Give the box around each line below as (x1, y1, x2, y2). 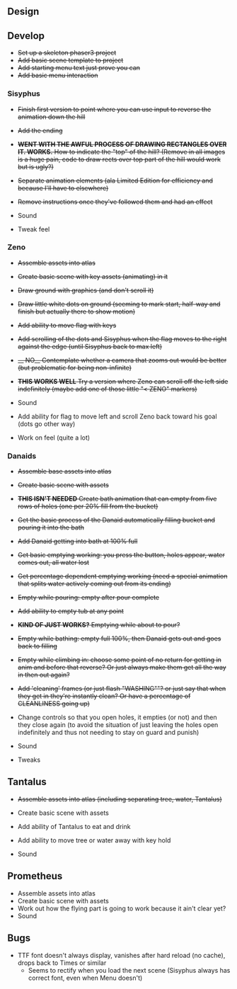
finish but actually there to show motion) (17, 307, 136, 316)
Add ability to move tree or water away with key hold (17, 835, 171, 845)
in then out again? (17, 670, 70, 679)
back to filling (17, 642, 58, 651)
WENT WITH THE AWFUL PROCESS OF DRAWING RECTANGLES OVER (17, 139, 227, 148)
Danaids (7, 451, 37, 461)
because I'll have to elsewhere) (17, 183, 109, 192)
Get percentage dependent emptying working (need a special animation (17, 572, 228, 581)
